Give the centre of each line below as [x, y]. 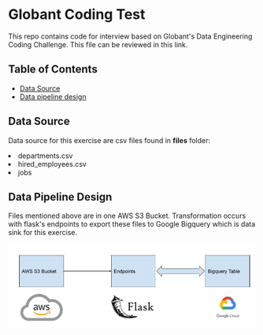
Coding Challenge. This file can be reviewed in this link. [98, 44]
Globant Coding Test [77, 15]
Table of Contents [53, 70]
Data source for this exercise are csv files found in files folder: [109, 140]
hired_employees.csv [52, 164]
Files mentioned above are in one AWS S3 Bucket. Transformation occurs [127, 216]
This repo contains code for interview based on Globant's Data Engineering [130, 36]
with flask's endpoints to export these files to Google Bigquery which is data [132, 224]
